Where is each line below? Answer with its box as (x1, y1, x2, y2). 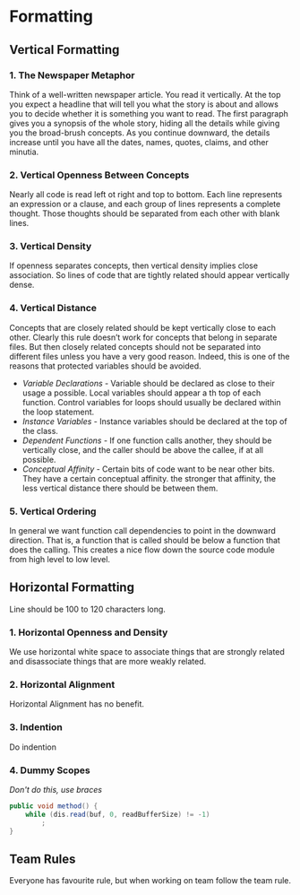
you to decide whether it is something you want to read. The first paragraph (9, 108, 289, 118)
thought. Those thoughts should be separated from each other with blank (9, 208, 280, 219)
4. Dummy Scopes (9, 764, 91, 777)
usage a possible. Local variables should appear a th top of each (21, 387, 261, 398)
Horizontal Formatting (9, 580, 134, 595)
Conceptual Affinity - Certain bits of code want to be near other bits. (21, 464, 275, 474)
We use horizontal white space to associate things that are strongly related (9, 647, 285, 657)
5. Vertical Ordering (9, 505, 97, 517)
